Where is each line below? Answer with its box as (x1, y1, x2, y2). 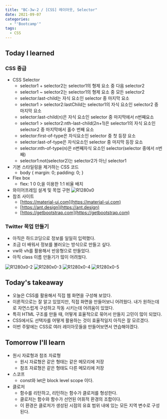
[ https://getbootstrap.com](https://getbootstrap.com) (19, 209, 130, 215)
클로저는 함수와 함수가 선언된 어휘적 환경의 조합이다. (19, 396, 121, 402)
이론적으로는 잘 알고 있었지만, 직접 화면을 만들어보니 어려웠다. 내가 (12, 298, 142, 304)
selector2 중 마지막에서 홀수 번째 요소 (19, 126, 94, 132)
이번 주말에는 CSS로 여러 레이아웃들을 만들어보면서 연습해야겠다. (12, 323, 139, 329)
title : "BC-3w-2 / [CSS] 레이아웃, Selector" (5, 7, 97, 12)
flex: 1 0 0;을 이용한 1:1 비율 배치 (19, 180, 83, 186)
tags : (5, 26, 16, 31)
